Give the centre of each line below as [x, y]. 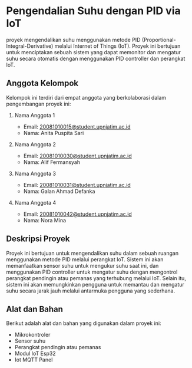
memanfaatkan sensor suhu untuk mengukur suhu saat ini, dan [82, 265]
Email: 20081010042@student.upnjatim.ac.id [78, 214]
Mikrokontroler [32, 335]
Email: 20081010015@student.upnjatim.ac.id [77, 126]
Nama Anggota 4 [35, 202]
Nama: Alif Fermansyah [52, 162]
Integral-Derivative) [30, 46]
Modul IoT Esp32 [35, 354]
